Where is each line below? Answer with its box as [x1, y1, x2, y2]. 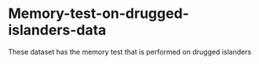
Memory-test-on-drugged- [8, 5, 190, 23]
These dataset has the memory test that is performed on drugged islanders [8, 47, 252, 56]
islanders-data [8, 21, 107, 39]
